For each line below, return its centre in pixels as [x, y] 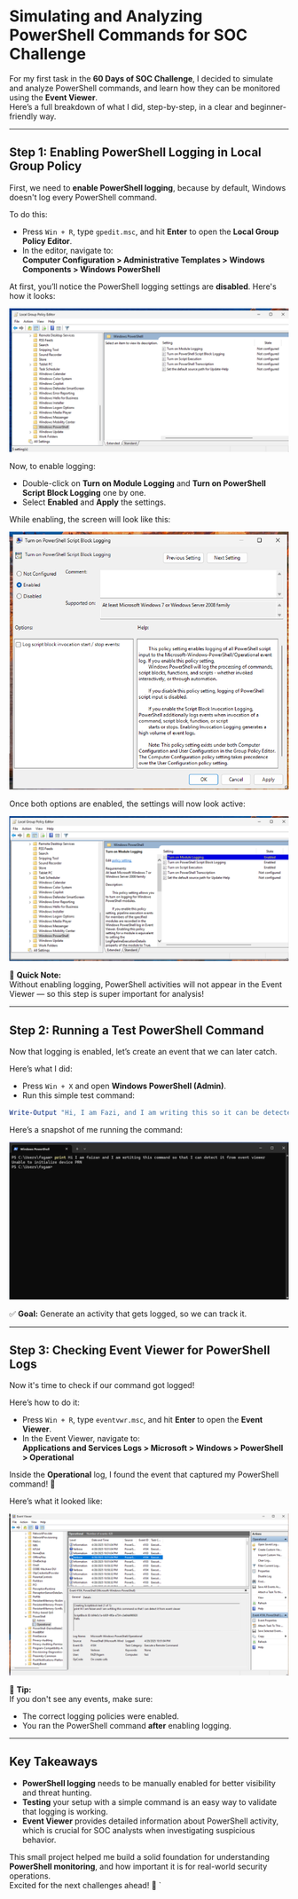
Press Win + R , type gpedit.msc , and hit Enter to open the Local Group [150, 231]
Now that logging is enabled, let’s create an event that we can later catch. [143, 1052]
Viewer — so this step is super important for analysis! [106, 994]
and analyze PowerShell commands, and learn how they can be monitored [145, 88]
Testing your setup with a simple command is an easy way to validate [149, 1801]
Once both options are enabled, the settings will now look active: [127, 804]
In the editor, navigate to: [67, 250]
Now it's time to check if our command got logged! [102, 1385]
